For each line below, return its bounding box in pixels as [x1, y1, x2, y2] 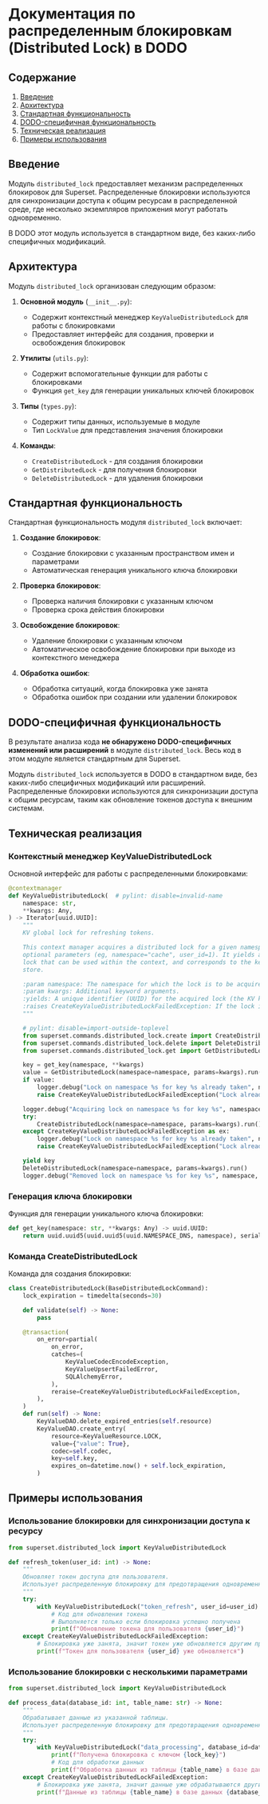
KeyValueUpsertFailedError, [65, 1365, 159, 1373]
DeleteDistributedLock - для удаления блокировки [31, 473, 203, 482]
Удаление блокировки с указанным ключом [31, 636, 183, 646]
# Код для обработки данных [50, 1758, 145, 1766]
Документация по [8, 5, 136, 23]
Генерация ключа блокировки [8, 1190, 132, 1202]
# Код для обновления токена [50, 1610, 148, 1618]
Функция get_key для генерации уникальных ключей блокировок [31, 386, 254, 395]
